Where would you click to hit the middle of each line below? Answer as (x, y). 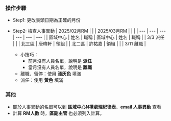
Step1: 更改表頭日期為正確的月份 (46, 20)
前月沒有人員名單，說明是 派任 (60, 61)
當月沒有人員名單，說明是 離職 (60, 67)
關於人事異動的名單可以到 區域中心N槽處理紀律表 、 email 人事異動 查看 (87, 107)
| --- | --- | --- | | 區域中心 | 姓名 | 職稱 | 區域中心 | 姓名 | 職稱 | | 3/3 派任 (89, 37)
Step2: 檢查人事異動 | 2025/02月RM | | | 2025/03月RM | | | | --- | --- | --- (89, 31)
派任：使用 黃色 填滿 (42, 80)
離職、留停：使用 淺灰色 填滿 (51, 74)
